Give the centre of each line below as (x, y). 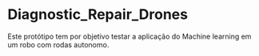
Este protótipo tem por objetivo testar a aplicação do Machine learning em (129, 36)
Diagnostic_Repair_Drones (98, 15)
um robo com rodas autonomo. (58, 44)
